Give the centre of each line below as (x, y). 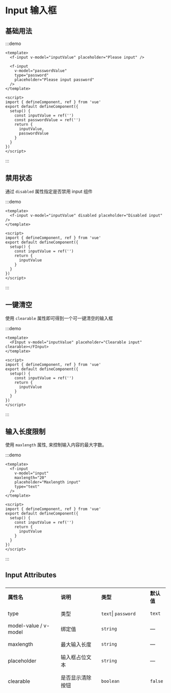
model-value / (25, 626)
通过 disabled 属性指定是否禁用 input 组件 (49, 191)
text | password (118, 614)
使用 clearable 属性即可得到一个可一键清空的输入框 (59, 318)
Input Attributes (31, 575)
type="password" (32, 75)
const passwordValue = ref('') (48, 120)
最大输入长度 (76, 644)
